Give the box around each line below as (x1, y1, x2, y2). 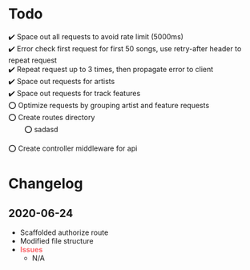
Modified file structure (19, 236, 94, 245)
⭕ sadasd (23, 124, 58, 134)
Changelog (8, 175, 83, 193)
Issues (19, 244, 43, 254)
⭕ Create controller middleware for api (8, 143, 138, 153)
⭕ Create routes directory (8, 112, 95, 122)
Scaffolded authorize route (19, 228, 109, 237)
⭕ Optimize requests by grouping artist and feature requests (8, 100, 210, 110)
